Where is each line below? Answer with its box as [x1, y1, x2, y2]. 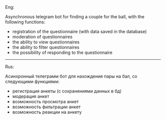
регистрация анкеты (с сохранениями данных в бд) [12, 88, 122, 94]
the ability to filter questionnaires [12, 44, 80, 50]
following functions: [5, 19, 45, 25]
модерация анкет [12, 93, 49, 99]
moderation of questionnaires [12, 34, 73, 40]
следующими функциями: [5, 79, 60, 84]
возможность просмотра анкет [12, 99, 79, 104]
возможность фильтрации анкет [12, 104, 81, 110]
